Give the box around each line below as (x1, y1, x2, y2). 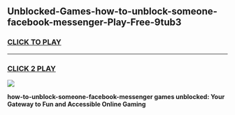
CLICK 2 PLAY (7, 63, 56, 73)
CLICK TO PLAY (7, 38, 62, 47)
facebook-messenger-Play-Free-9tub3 (7, 17, 182, 29)
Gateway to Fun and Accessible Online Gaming (7, 100, 146, 108)
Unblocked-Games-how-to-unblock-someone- (7, 6, 218, 17)
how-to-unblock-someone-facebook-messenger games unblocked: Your (7, 92, 225, 100)
